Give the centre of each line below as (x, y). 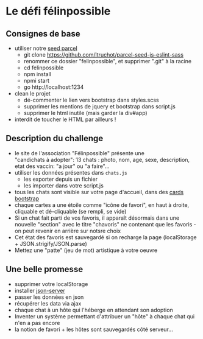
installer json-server (40, 290)
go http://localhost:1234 (54, 87)
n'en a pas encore (37, 323)
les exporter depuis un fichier (61, 179)
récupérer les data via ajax (48, 303)
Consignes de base (43, 34)
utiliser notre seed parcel (46, 48)
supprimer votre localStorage (51, 284)
